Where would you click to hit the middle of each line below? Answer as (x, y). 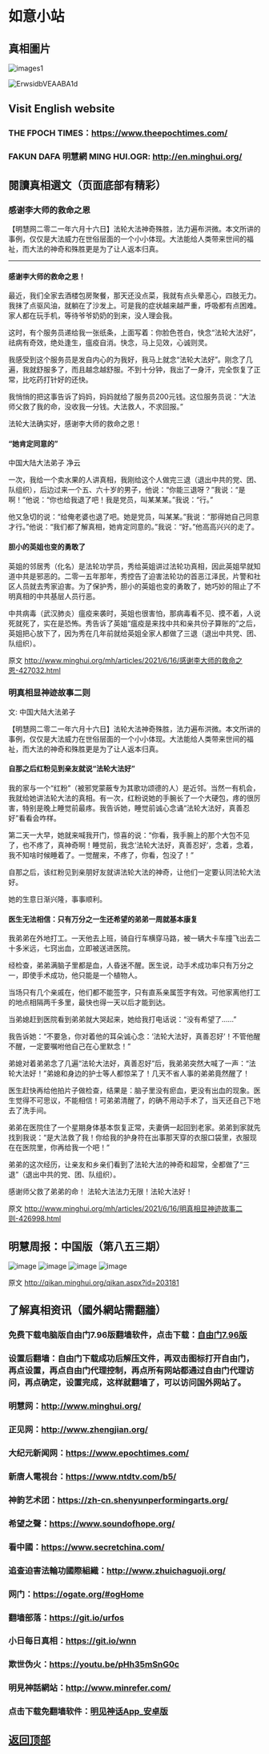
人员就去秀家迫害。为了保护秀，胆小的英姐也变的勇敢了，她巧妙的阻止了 (134, 586)
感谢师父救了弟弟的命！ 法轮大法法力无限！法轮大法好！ (100, 1192)
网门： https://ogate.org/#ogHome (76, 1594)
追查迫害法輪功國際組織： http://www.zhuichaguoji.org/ (117, 1571)
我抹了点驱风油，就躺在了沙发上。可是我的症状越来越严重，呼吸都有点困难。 (134, 306)
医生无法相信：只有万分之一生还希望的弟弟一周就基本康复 (103, 919)
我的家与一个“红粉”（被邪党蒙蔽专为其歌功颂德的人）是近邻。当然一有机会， (134, 788)
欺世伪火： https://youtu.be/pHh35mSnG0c (94, 1664)
